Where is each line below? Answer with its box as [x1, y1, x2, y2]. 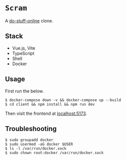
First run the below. [5, 88, 44, 94]
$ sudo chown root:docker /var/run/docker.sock [5, 151, 104, 156]
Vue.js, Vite [12, 45, 36, 51]
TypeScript [12, 50, 35, 56]
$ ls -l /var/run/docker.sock [5, 146, 67, 151]
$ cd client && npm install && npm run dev [5, 102, 95, 107]
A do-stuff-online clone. [5, 18, 54, 24]
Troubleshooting [5, 124, 57, 133]
